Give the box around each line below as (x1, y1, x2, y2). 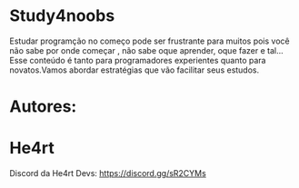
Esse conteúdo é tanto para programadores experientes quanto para (9, 54, 266, 65)
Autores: (9, 96, 77, 117)
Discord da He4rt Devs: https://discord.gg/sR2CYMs (9, 168, 206, 179)
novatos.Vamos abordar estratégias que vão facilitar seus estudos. (9, 64, 260, 75)
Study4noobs (9, 5, 115, 26)
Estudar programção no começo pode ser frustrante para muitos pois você (9, 35, 290, 46)
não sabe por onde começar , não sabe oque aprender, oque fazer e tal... (9, 45, 284, 55)
